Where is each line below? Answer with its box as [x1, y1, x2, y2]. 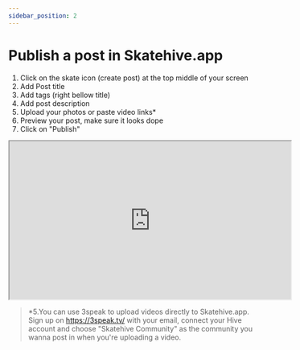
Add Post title [19, 81, 65, 91]
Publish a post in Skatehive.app [8, 46, 224, 64]
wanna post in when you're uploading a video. [27, 332, 182, 342]
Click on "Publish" [19, 124, 80, 133]
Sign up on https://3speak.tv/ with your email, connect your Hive [27, 315, 243, 325]
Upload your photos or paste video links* [19, 107, 157, 116]
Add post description [19, 98, 90, 108]
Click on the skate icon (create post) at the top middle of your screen [19, 73, 249, 83]
